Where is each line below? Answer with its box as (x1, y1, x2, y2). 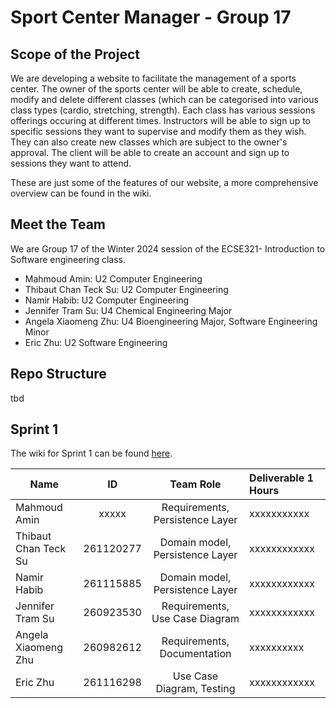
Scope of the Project (10, 46, 140, 63)
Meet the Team (10, 216, 106, 233)
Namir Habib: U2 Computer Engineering (24, 294, 190, 306)
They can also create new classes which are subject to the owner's (10, 136, 288, 148)
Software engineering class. (10, 253, 126, 265)
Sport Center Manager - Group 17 (10, 6, 292, 29)
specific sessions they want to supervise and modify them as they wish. (10, 126, 307, 137)
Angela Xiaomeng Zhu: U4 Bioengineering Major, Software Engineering (24, 315, 318, 327)
